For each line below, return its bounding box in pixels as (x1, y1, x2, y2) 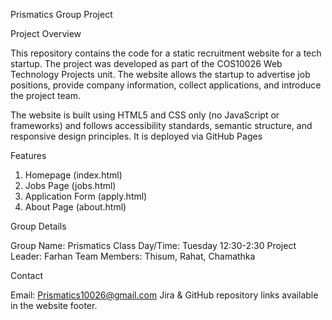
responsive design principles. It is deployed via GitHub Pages (10, 130, 263, 142)
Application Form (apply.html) (24, 190, 148, 202)
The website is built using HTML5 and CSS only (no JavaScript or (10, 109, 280, 121)
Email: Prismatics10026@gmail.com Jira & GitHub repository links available (10, 289, 319, 301)
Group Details (10, 220, 67, 232)
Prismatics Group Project (10, 9, 113, 20)
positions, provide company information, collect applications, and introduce (10, 79, 322, 91)
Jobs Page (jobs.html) (24, 180, 117, 191)
